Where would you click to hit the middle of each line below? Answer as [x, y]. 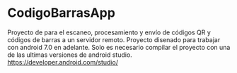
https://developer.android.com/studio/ [63, 62]
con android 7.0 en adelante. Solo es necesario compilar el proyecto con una [119, 47]
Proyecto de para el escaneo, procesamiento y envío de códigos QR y [109, 32]
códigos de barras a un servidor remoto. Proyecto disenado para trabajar [114, 39]
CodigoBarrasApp [61, 13]
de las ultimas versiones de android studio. [70, 55]
